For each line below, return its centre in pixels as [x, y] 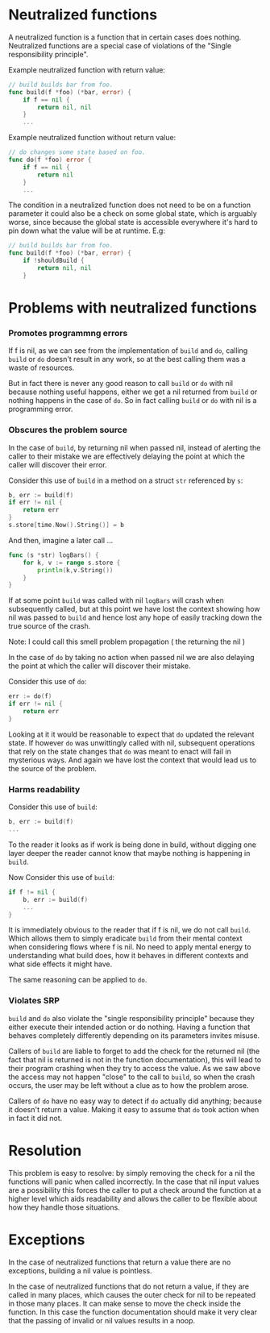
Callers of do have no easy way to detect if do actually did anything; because [135, 1101]
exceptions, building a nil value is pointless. [80, 1270]
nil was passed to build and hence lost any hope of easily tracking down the [135, 617]
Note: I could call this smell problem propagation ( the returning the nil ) [127, 642]
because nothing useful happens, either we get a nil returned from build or [133, 392]
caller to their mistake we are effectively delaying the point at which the [127, 456]
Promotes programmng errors [68, 333]
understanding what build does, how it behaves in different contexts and [129, 956]
